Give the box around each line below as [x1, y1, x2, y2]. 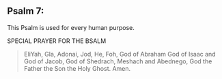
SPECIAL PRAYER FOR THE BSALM [7, 37, 107, 45]
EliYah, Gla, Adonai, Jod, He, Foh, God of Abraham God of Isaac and [23, 50, 217, 58]
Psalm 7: [7, 5, 44, 17]
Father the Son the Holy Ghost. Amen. [23, 64, 131, 72]
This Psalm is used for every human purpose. [7, 23, 135, 31]
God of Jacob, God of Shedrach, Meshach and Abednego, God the [23, 57, 212, 65]
